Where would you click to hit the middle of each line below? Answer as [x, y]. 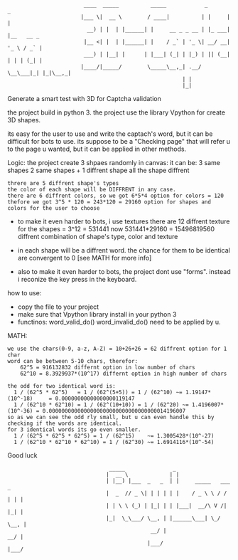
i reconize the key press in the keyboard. [77, 279]
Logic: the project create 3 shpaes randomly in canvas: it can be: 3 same [114, 163]
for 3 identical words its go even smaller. [74, 430]
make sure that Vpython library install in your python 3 [97, 314]
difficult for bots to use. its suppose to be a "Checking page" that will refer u [119, 141]
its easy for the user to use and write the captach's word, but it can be [110, 134]
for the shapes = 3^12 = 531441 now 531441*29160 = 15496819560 [116, 229]
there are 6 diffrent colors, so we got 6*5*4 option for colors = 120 [115, 196]
